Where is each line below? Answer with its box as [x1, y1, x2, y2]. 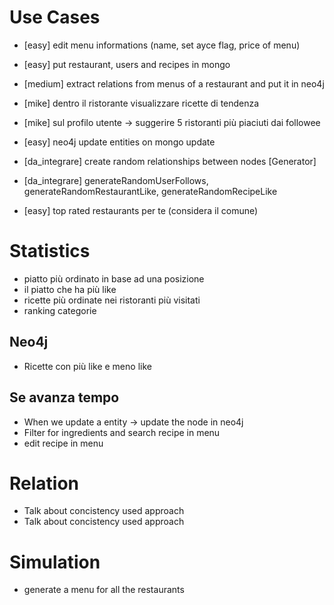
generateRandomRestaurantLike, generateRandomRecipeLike [23, 185, 278, 197]
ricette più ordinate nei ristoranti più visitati [23, 294, 201, 306]
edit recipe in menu [23, 437, 104, 449]
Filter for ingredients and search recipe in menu [23, 426, 221, 438]
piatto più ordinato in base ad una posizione [23, 272, 205, 285]
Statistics [9, 240, 91, 263]
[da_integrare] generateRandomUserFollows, [23, 174, 209, 186]
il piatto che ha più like [23, 283, 117, 295]
